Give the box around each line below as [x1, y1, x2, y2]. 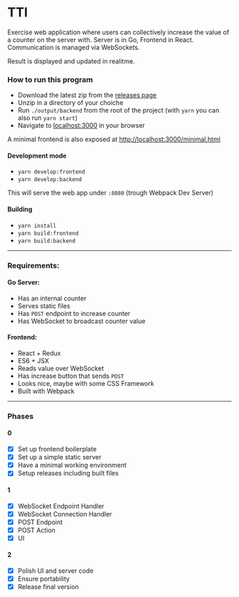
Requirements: [7, 260, 60, 270]
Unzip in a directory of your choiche [17, 98, 124, 107]
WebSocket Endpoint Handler [17, 501, 105, 510]
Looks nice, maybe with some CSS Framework [17, 379, 154, 387]
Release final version [17, 583, 80, 591]
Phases [7, 411, 34, 421]
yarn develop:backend [17, 176, 82, 183]
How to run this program [7, 74, 93, 84]
